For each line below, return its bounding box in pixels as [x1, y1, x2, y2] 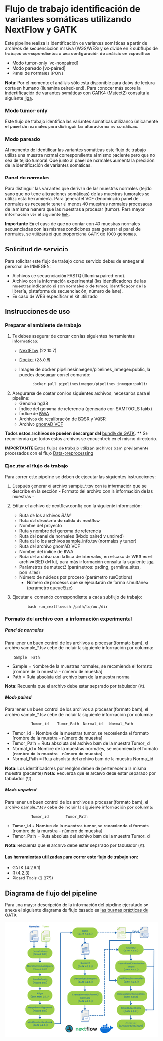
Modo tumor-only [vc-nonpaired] [12, 60, 79, 66]
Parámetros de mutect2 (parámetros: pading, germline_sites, [19, 564, 141, 570]
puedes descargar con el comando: [19, 372, 91, 377]
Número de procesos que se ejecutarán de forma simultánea [26, 579, 148, 585]
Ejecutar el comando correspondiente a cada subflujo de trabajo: [12, 594, 142, 600]
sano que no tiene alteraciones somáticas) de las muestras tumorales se [5, 191, 150, 197]
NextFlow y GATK [5, 24, 77, 35]
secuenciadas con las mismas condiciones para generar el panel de [5, 226, 141, 232]
